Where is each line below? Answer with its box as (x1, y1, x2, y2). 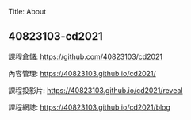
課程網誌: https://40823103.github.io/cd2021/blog (8, 103, 170, 112)
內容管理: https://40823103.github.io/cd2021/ (8, 68, 156, 78)
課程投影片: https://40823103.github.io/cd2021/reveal (8, 85, 183, 95)
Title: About (8, 7, 47, 16)
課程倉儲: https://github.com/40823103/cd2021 (8, 52, 163, 61)
